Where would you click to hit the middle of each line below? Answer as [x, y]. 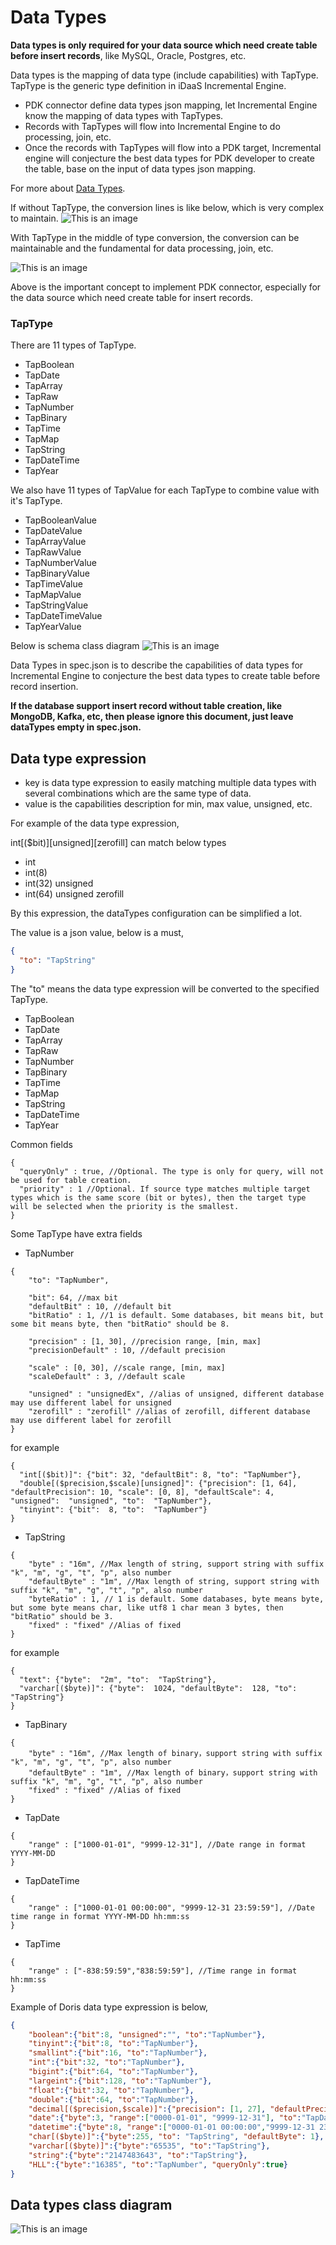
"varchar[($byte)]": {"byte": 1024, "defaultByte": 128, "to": [158, 1688]
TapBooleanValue [60, 520]
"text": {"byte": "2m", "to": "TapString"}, [118, 1679]
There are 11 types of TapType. [73, 345]
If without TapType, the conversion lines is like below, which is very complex [167, 207]
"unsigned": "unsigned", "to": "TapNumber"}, [111, 1501]
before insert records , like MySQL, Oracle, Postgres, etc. [128, 55]
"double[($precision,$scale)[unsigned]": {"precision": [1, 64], [158, 1483]
